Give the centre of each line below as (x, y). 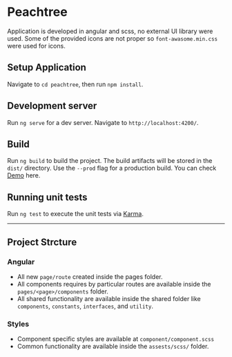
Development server (52, 106)
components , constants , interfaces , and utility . (85, 306)
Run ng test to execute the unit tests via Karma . (75, 214)
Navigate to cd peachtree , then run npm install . (75, 84)
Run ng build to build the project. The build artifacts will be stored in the (110, 161)
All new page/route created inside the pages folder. (90, 276)
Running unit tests (47, 197)
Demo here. (24, 175)
